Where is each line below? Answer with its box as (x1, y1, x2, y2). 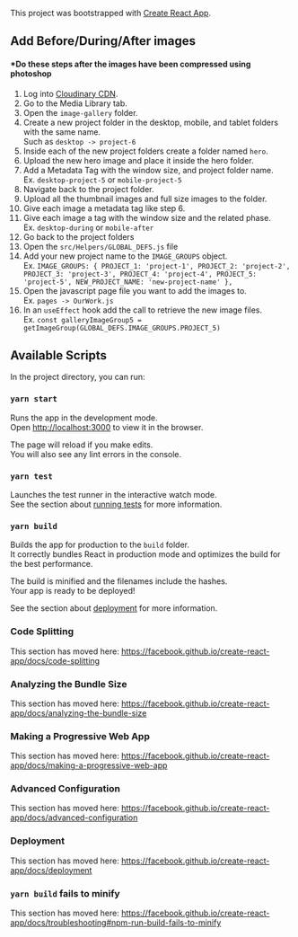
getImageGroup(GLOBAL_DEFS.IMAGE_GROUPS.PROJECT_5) (22, 323, 221, 332)
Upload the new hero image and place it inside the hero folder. (22, 155, 254, 165)
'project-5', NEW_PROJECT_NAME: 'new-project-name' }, (22, 278, 233, 287)
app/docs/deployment (10, 864, 92, 875)
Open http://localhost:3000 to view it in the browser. (10, 421, 204, 432)
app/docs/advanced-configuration (10, 812, 138, 823)
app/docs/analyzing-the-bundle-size (10, 707, 147, 718)
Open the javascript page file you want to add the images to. (22, 285, 248, 296)
